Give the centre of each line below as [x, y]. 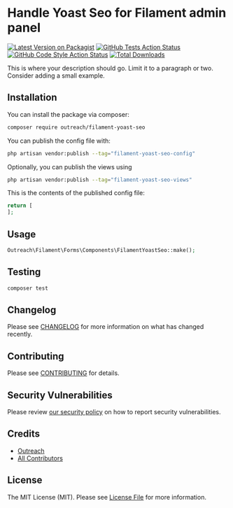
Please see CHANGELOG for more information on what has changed [106, 327]
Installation [32, 98]
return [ [20, 206]
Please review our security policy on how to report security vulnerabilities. [114, 411]
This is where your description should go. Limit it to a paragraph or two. [110, 68]
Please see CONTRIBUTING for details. [64, 373]
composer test [28, 288]
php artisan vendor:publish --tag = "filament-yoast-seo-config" [101, 153]
